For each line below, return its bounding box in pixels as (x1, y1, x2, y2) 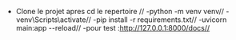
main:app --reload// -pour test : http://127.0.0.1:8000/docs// (15, 24, 210, 32)
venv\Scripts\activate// (15, 15, 92, 24)
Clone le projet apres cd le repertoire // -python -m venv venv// (15, 7, 225, 16)
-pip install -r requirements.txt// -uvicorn (93, 15, 227, 24)
